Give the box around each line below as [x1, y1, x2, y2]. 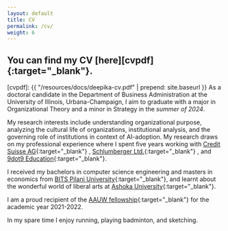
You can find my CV [7, 54, 93, 66]
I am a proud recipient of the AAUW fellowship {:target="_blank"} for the [7, 195, 210, 204]
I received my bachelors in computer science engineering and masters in [7, 168, 213, 176]
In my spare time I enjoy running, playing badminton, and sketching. [7, 216, 199, 224]
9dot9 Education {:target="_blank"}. [7, 154, 107, 163]
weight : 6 [7, 29, 36, 36]
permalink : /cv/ [7, 23, 53, 29]
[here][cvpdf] [94, 54, 154, 66]
